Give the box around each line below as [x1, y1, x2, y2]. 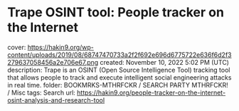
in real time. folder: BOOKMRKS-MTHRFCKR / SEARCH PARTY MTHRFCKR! [7, 80, 229, 89]
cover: [7, 43, 26, 51]
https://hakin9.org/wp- [27, 43, 95, 51]
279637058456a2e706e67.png [7, 58, 99, 66]
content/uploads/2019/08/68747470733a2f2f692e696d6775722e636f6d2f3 [7, 51, 232, 59]
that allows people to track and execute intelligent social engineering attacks [7, 73, 232, 82]
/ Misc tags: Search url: [7, 88, 76, 97]
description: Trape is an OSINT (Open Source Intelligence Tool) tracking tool [7, 65, 230, 74]
